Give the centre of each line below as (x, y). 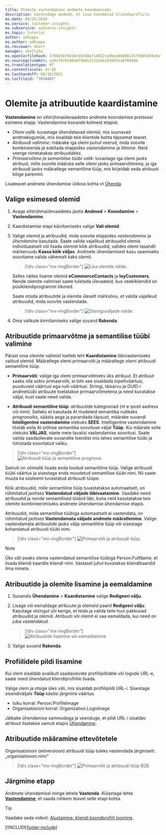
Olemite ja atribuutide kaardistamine (82, 103)
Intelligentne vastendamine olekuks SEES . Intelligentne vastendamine (84, 422)
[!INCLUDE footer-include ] (31, 827)
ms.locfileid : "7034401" (31, 79)
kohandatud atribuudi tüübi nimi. (38, 529)
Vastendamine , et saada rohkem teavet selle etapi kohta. (63, 798)
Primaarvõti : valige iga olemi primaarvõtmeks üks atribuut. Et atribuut (83, 376)
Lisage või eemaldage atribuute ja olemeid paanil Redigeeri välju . (79, 606)
